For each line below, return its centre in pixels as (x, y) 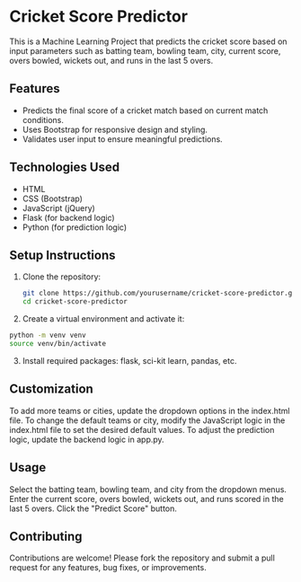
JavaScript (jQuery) (59, 207)
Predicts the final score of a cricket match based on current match (145, 110)
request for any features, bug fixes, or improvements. (108, 568)
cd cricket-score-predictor (75, 302)
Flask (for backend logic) (68, 217)
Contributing (46, 536)
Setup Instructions (62, 255)
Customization (52, 389)
